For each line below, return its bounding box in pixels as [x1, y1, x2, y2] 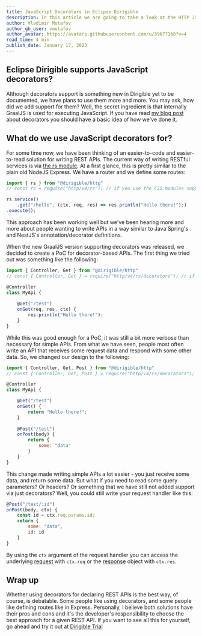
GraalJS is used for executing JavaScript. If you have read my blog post [6, 109, 184, 116]
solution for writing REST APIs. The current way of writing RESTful [26, 155, 191, 163]
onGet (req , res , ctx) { [17, 307, 77, 313]
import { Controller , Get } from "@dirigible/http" [6, 267, 138, 273]
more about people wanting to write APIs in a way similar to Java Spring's [6, 225, 189, 232]
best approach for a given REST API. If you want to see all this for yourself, [6, 617, 191, 624]
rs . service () [6, 196, 39, 202]
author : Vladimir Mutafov [6, 20, 71, 26]
